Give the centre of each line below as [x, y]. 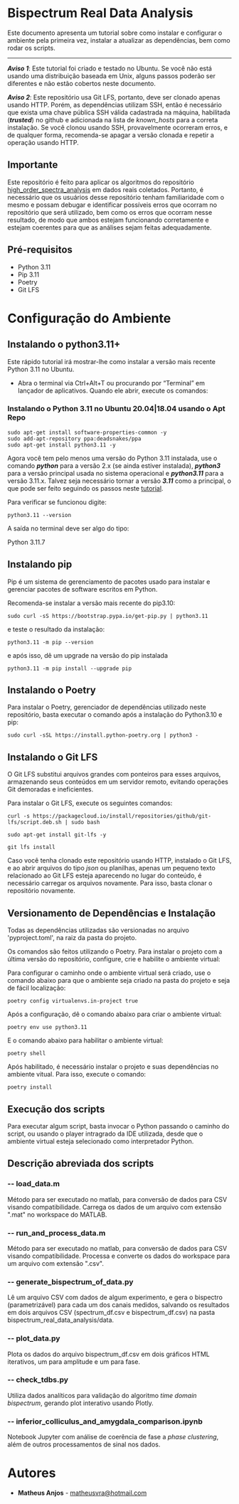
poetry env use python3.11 [47, 1028]
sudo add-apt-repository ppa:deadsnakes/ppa [74, 439]
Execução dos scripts [56, 1109]
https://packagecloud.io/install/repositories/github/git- [122, 816]
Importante [33, 165]
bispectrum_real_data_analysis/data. [61, 1320]
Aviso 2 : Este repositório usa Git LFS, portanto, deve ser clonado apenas [114, 97]
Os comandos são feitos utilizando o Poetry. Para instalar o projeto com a [115, 951]
